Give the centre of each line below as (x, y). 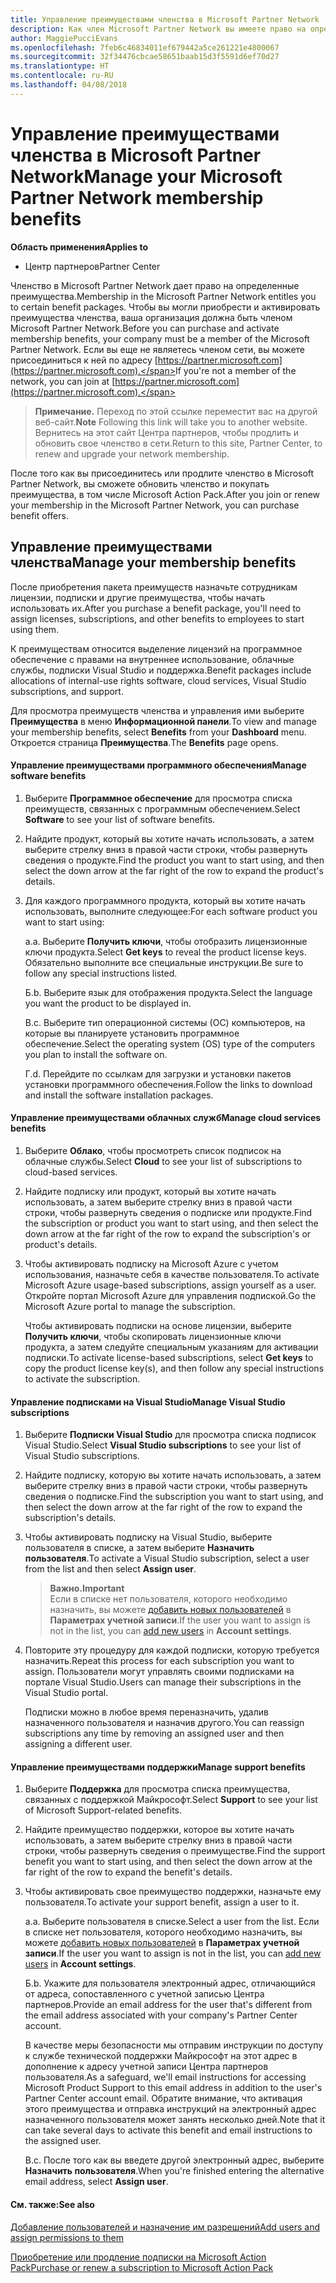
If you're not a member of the (235, 370)
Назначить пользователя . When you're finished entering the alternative (174, 2171)
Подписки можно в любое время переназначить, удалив (146, 1712)
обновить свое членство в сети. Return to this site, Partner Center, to (178, 443)
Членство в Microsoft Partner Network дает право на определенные (155, 285)
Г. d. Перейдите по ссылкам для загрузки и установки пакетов (158, 1073)
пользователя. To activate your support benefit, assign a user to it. (162, 1902)
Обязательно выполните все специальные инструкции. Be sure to (164, 962)
